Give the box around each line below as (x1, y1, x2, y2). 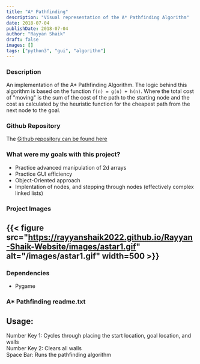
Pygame (14, 282, 36, 290)
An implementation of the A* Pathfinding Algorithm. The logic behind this (6, 82, 187, 89)
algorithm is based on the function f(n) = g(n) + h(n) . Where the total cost (6, 88, 194, 95)
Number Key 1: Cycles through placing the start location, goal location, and (6, 332, 191, 339)
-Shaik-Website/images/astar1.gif (6, 241, 136, 252)
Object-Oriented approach (14, 176, 81, 183)
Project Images (6, 204, 51, 213)
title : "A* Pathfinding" (6, 8, 68, 15)
